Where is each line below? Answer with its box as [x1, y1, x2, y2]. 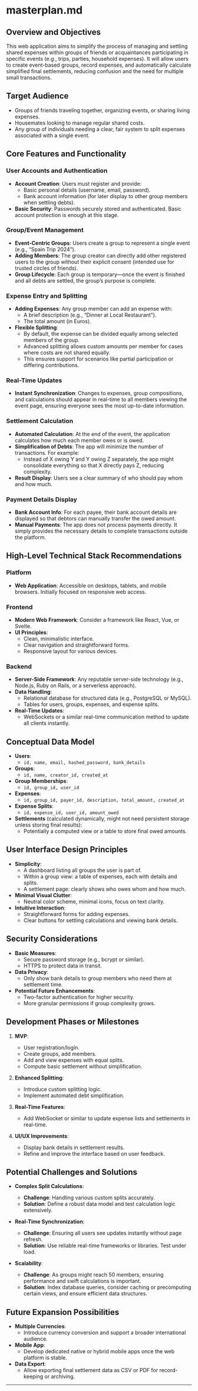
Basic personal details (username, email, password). [23, 186, 151, 193]
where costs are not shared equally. [23, 349, 111, 356]
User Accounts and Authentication [6, 166, 108, 175]
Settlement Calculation [6, 417, 74, 425]
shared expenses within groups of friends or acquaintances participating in [6, 49, 189, 56]
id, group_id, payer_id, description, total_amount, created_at [23, 798, 185, 803]
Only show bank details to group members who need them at [23, 975, 172, 982]
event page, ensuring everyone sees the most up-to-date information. [14, 402, 184, 409]
